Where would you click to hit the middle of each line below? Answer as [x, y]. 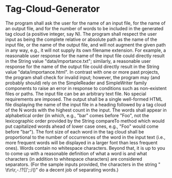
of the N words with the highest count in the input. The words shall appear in [86, 110]
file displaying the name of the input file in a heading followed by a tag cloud [86, 104]
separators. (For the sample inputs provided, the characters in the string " [83, 164]
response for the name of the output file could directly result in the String [82, 66]
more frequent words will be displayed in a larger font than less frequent [81, 142]
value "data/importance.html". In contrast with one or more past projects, [82, 72]
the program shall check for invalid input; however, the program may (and [83, 77]
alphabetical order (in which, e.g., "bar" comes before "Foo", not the [77, 115]
